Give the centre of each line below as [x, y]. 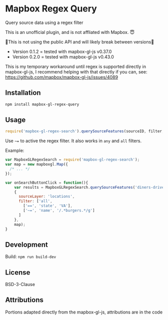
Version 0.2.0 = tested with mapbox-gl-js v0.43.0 [63, 57]
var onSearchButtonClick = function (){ [47, 183]
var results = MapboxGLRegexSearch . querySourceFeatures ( [75, 187]
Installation [23, 93]
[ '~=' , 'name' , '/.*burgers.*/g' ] [59, 211]
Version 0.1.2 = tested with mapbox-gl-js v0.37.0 [62, 51]
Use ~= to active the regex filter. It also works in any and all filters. [73, 141]
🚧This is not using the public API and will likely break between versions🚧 [79, 42]
